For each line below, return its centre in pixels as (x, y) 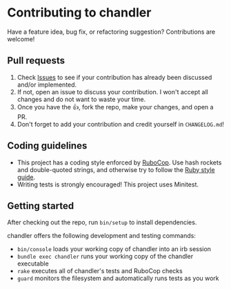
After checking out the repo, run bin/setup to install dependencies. (102, 222)
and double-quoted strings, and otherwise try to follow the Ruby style (116, 169)
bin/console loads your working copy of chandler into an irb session (114, 249)
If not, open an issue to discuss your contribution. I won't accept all (112, 92)
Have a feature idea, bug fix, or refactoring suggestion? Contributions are (111, 32)
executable (33, 264)
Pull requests (36, 61)
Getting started (41, 205)
